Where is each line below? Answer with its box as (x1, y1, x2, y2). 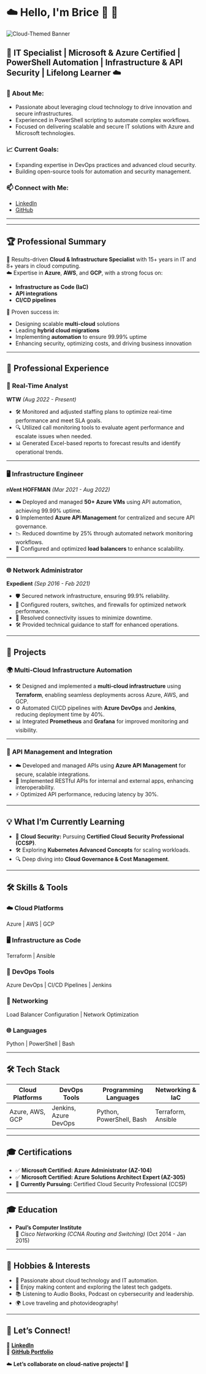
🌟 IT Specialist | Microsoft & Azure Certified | (6, 48, 181, 58)
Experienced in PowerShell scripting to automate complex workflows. (15, 116, 191, 123)
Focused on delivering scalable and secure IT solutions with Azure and (15, 123, 194, 130)
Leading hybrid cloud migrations (15, 327, 100, 334)
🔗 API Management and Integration (6, 747, 113, 756)
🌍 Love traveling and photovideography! (15, 1300, 118, 1307)
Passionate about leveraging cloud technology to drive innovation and (15, 103, 192, 111)
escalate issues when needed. (15, 432, 93, 440)
